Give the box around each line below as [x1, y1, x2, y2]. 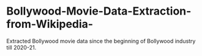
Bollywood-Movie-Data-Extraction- [6, 4, 192, 18]
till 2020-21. [6, 44, 37, 51]
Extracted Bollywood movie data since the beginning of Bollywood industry [6, 37, 196, 44]
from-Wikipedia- [6, 17, 94, 31]
